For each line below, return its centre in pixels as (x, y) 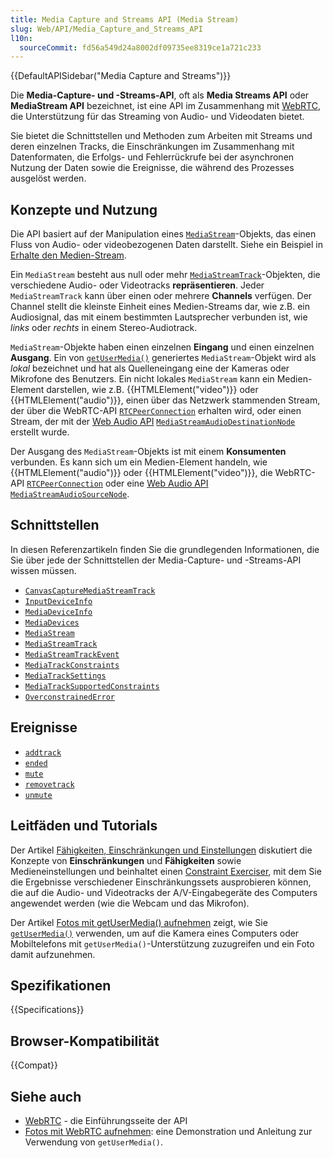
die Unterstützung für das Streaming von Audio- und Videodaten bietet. (157, 117)
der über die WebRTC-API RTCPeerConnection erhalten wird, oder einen (156, 411)
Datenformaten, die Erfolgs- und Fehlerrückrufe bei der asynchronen (152, 157)
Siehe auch (46, 1096)
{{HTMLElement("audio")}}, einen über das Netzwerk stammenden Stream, (165, 400)
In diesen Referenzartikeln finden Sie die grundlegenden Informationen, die (165, 549)
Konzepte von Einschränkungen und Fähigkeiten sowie (126, 860)
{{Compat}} (34, 1065)
